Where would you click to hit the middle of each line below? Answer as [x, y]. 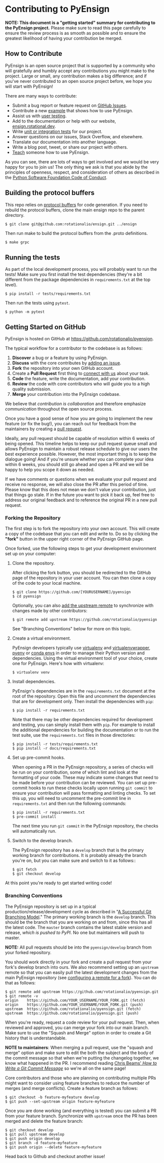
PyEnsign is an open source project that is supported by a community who [80, 65]
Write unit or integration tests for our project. [57, 131]
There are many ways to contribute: [41, 96]
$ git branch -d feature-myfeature [41, 1143]
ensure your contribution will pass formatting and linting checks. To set [84, 793]
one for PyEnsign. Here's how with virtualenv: [58, 664]
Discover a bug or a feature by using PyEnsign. [60, 358]
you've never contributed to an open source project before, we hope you [78, 81]
